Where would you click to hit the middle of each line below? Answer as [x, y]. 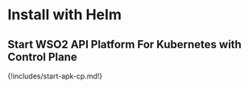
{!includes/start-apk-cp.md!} [55, 76]
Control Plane [42, 57]
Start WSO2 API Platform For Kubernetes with [125, 44]
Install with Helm [64, 15]
